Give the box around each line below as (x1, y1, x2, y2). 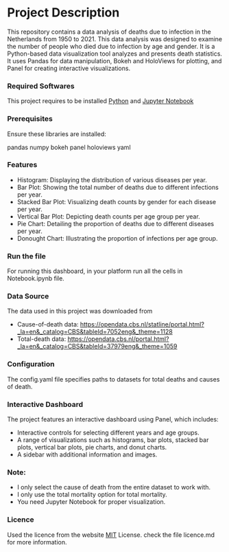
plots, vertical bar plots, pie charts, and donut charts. (16, 443, 167, 452)
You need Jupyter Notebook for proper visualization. (16, 498, 166, 506)
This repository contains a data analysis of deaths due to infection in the (7, 27, 211, 36)
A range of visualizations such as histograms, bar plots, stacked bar (16, 436, 209, 444)
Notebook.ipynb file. (7, 274, 65, 283)
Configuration (7, 360, 55, 369)
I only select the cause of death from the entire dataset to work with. (16, 483, 211, 492)
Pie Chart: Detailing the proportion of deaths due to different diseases (16, 219, 215, 228)
